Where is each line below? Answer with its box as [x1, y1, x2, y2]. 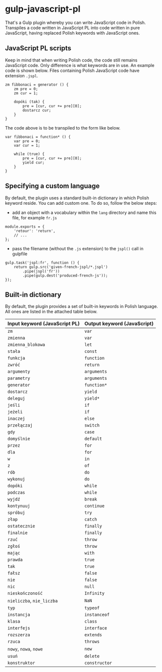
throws [84, 639, 100, 645]
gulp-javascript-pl [5, 3, 81, 15]
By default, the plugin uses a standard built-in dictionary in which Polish [5, 195, 150, 201]
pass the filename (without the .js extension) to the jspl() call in [12, 245, 144, 251]
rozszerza [7, 632, 30, 638]
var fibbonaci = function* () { [5, 134, 71, 139]
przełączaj [7, 423, 33, 428]
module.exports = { [5, 224, 45, 229]
